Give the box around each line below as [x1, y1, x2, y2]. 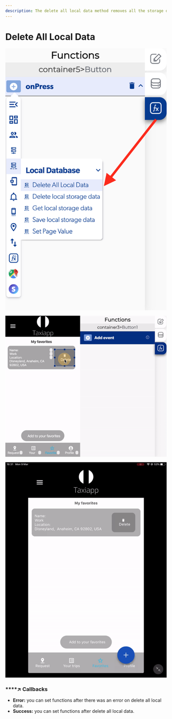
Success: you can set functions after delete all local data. [12, 708, 135, 714]
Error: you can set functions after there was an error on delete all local [12, 697, 162, 704]
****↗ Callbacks [5, 685, 48, 692]
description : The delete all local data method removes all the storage [5, 8, 164, 13]
